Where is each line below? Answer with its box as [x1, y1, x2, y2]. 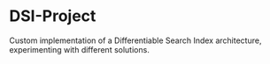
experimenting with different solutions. [9, 44, 150, 54]
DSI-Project [9, 6, 96, 26]
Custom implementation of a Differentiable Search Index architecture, [9, 35, 262, 46]
